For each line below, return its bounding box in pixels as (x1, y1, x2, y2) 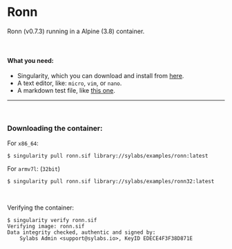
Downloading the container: (7, 124, 103, 133)
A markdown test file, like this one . (17, 86, 116, 95)
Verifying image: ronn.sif (7, 223, 85, 230)
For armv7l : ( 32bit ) (7, 165, 61, 173)
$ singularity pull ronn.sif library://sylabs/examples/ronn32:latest (7, 178, 215, 185)
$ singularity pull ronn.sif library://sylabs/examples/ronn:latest (7, 153, 209, 160)
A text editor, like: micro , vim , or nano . (17, 79, 122, 87)
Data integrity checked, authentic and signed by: (7, 229, 156, 236)
